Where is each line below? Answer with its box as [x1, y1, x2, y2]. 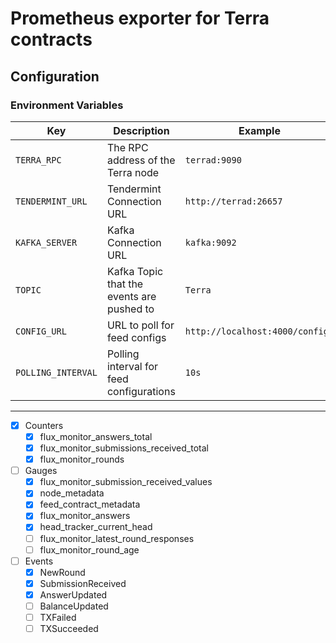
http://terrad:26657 [184, 195, 283, 207]
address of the [106, 153, 176, 167]
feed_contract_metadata [39, 498, 141, 511]
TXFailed [39, 611, 77, 623]
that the [106, 277, 144, 291]
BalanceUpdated [39, 600, 109, 612]
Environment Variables [10, 98, 124, 112]
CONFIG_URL [15, 325, 67, 337]
